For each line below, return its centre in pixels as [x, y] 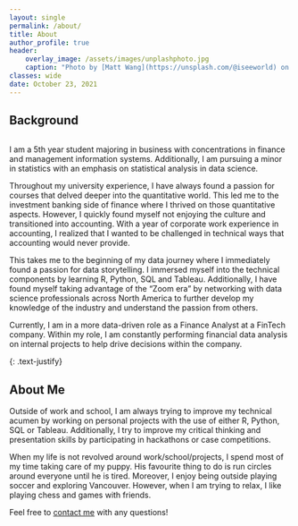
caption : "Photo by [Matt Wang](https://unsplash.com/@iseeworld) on [157, 68]
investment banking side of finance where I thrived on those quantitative [142, 205]
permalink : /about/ [46, 26]
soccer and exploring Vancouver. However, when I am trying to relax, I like [145, 486]
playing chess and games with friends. [80, 495]
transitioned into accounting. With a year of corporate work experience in [144, 224]
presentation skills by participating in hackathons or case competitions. [140, 440]
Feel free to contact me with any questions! [89, 513]
